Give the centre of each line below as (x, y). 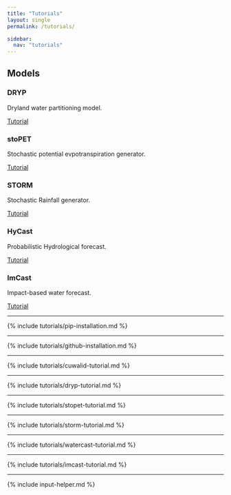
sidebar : (20, 39)
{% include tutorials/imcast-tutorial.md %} (67, 465)
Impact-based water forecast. (49, 293)
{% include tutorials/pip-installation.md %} (68, 326)
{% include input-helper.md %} (51, 484)
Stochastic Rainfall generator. (49, 200)
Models (23, 73)
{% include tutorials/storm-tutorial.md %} (66, 425)
